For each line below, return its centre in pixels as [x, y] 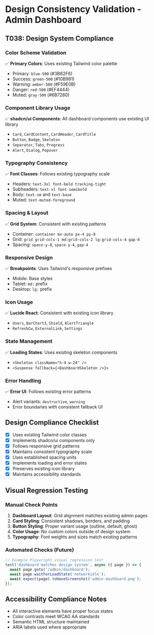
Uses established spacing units [44, 458]
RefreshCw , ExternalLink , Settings [47, 328]
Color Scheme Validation [36, 53]
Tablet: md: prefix [30, 284]
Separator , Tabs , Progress [38, 145]
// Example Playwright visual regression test [54, 560]
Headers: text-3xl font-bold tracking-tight [59, 184]
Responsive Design [29, 258]
